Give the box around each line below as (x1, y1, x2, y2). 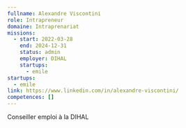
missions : (7, 29, 36, 37)
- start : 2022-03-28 (13, 36, 73, 43)
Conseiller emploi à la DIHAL (7, 113, 89, 121)
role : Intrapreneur (7, 17, 64, 24)
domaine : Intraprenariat (7, 23, 79, 30)
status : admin (20, 49, 61, 56)
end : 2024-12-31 (20, 42, 68, 49)
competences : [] (7, 94, 54, 101)
